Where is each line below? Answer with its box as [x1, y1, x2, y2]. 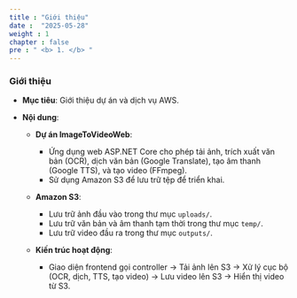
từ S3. [48, 280, 71, 292]
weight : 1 [9, 29, 50, 38]
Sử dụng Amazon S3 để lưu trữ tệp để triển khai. [48, 174, 225, 186]
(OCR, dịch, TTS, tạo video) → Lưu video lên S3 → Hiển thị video [48, 271, 285, 282]
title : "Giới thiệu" [9, 12, 90, 22]
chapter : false [9, 37, 69, 47]
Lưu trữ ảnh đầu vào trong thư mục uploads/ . [48, 209, 213, 219]
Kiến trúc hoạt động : [35, 245, 113, 256]
